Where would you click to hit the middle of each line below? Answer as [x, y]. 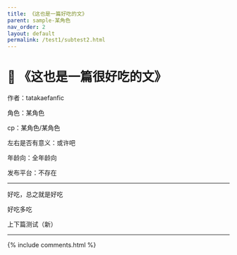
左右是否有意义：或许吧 [41, 143]
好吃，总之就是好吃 [35, 194]
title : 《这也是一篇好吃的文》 [47, 14]
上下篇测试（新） [32, 224]
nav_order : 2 [26, 27]
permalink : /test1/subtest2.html [56, 40]
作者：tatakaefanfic [36, 98]
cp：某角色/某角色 [34, 128]
